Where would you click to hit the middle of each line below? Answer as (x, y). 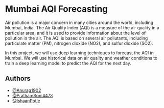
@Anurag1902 (26, 90)
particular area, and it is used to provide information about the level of (75, 33)
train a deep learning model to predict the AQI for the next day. (68, 63)
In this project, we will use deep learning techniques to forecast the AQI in (80, 53)
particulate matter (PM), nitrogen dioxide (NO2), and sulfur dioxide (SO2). (79, 43)
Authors (18, 78)
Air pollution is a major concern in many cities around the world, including (79, 22)
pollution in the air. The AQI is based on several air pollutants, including (77, 38)
